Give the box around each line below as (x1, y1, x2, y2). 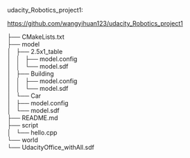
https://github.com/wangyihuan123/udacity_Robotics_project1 (7, 19, 184, 27)
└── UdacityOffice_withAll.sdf (7, 143, 95, 151)
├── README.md (7, 114, 58, 122)
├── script (7, 121, 39, 129)
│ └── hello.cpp (7, 128, 58, 137)
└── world (7, 136, 38, 144)
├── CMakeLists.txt (7, 33, 64, 41)
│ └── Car (7, 91, 42, 100)
